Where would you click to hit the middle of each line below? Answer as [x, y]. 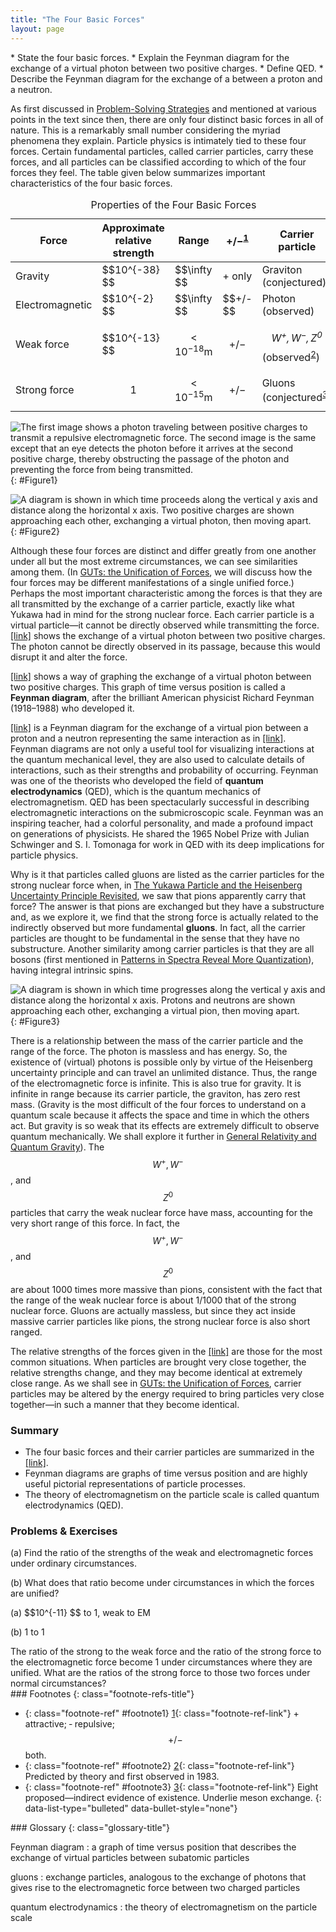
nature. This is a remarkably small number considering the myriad [145, 130]
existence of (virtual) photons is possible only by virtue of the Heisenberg [161, 1062]
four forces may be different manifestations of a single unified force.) [152, 583]
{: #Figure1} [34, 480]
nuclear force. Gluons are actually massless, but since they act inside [153, 1310]
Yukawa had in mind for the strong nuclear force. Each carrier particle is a [162, 615]
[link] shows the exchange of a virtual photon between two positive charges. [168, 636]
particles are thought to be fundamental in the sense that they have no [155, 938]
